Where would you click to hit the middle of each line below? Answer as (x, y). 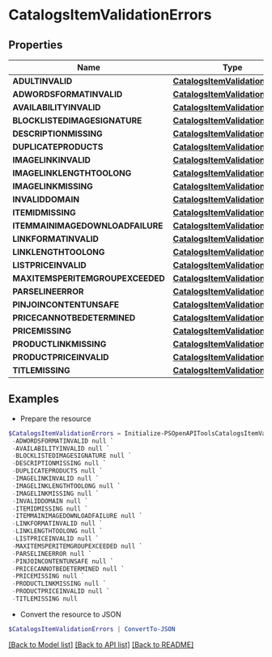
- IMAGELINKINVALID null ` (55, 479)
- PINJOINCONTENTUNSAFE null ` (63, 561)
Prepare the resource (55, 418)
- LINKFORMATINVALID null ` (57, 523)
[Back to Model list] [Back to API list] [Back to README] (101, 644)
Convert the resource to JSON (70, 614)
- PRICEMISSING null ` (48, 576)
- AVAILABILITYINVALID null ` (61, 448)
